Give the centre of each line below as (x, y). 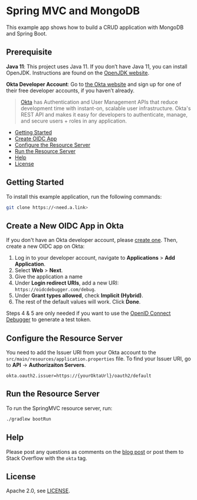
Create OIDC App (36, 138)
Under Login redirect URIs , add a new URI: (67, 283)
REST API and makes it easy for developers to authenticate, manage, (104, 114)
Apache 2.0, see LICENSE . (38, 491)
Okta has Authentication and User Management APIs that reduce (99, 102)
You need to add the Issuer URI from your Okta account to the (81, 353)
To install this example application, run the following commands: (84, 196)
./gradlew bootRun (29, 419)
